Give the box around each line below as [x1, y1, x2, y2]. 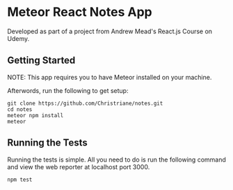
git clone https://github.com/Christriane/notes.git [7, 100, 163, 107]
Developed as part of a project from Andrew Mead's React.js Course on [7, 27, 213, 35]
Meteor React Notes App [7, 4, 152, 20]
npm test [7, 176, 33, 183]
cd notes [7, 105, 33, 113]
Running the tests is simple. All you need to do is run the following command [7, 155, 226, 164]
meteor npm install [7, 112, 64, 119]
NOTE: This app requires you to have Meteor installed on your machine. [7, 73, 212, 81]
